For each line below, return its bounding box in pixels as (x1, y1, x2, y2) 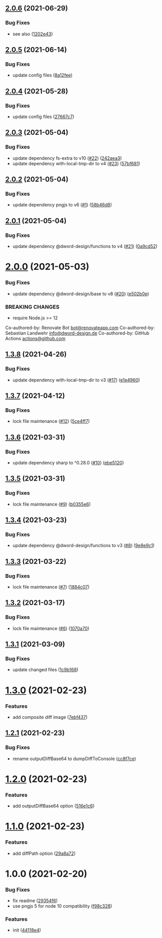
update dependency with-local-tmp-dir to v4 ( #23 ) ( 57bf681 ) (12, 160, 140, 166)
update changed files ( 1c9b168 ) (12, 667, 78, 673)
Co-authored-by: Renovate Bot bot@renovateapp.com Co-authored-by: (5, 324, 155, 331)
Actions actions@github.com (5, 335, 66, 341)
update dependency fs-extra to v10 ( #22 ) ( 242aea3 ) (12, 155, 123, 161)
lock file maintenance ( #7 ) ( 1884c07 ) (12, 584, 90, 590)
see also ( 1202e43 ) (12, 30, 53, 37)
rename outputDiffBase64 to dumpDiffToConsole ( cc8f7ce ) (12, 755, 137, 762)
